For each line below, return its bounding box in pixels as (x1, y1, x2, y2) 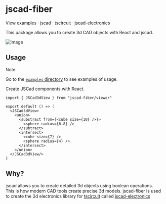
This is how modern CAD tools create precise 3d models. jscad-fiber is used (5, 188, 161, 194)
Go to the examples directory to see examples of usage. (5, 76, 118, 82)
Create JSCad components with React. (5, 86, 84, 92)
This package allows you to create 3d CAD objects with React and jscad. (5, 29, 154, 35)
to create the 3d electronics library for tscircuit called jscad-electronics (5, 193, 150, 199)
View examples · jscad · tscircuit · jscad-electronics (5, 20, 110, 26)
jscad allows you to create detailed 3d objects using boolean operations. (5, 182, 154, 189)
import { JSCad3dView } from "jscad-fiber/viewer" (5, 95, 112, 100)
